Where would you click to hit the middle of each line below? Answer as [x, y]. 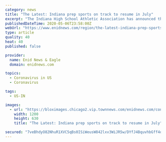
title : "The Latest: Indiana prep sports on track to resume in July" [79, 14]
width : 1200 [26, 114]
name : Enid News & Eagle [35, 60]
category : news [21, 10]
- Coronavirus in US [31, 78]
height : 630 [26, 119]
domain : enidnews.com [32, 65]
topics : [13, 73]
